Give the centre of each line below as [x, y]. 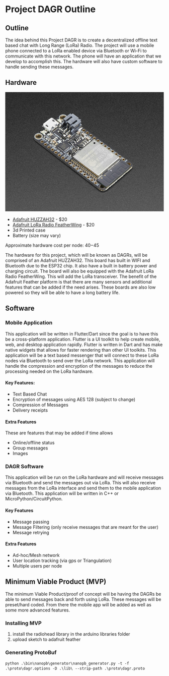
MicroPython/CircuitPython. [34, 499]
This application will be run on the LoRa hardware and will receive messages [84, 477]
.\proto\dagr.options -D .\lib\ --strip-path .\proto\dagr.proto [75, 669]
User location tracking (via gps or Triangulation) [62, 560]
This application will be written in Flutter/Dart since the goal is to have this [82, 333]
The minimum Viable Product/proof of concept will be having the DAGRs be [83, 594]
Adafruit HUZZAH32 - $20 [40, 219]
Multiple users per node [37, 566]
